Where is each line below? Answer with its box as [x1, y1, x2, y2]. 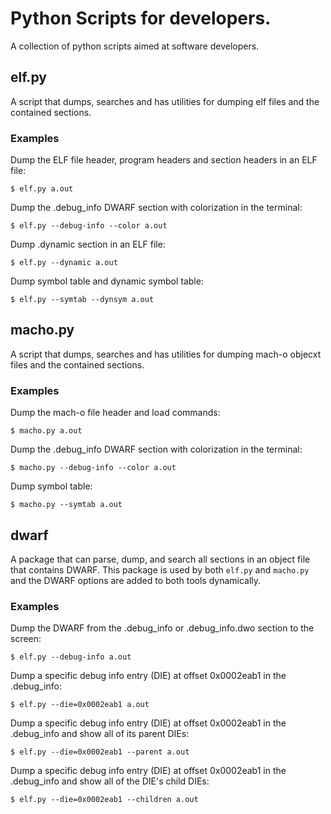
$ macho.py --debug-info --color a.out [10, 463, 177, 473]
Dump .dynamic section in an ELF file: [10, 238, 166, 251]
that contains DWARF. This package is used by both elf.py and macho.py [10, 563, 310, 576]
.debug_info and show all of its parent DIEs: [10, 728, 190, 740]
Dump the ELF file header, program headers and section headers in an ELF [10, 154, 318, 166]
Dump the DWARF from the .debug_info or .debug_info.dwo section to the [10, 622, 315, 634]
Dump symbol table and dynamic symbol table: [10, 275, 204, 287]
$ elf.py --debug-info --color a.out [10, 221, 168, 231]
